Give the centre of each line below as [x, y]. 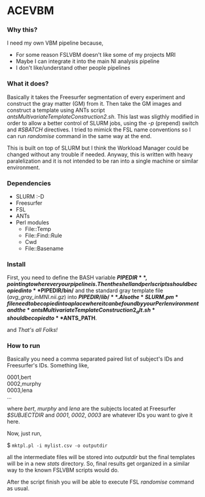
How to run [23, 346]
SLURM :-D [30, 197]
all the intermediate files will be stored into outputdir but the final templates [101, 457]
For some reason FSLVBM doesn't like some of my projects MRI [96, 55]
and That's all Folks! [32, 330]
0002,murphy [24, 384]
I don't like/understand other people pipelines [73, 68]
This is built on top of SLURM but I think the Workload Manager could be [98, 148]
